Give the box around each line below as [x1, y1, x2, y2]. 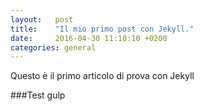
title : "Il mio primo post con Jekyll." [10, 24, 195, 34]
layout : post [10, 14, 74, 25]
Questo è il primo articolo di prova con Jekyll [10, 70, 195, 82]
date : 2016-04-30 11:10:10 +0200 [10, 33, 168, 43]
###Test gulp [10, 89, 66, 101]
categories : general [10, 42, 97, 53]
